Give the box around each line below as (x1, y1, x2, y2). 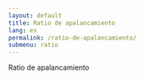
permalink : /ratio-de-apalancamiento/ (8, 33, 137, 42)
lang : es (8, 26, 37, 34)
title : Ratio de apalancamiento (8, 19, 115, 27)
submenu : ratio (8, 41, 59, 49)
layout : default (8, 11, 62, 20)
